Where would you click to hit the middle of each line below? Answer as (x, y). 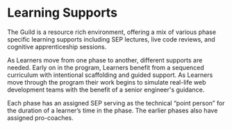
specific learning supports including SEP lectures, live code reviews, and (111, 39)
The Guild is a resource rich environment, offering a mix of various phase (112, 32)
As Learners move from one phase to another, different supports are (105, 60)
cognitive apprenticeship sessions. (57, 46)
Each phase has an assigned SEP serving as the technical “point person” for (116, 103)
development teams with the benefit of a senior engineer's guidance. (106, 89)
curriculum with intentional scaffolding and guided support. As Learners (110, 75)
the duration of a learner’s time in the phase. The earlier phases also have (113, 110)
